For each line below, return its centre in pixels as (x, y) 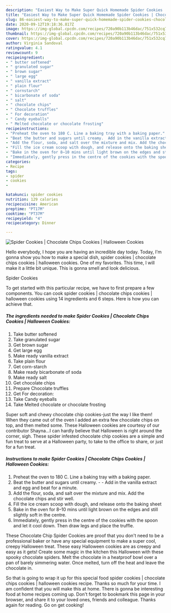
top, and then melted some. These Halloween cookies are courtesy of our (83, 425)
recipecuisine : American (32, 204)
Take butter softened (35, 334)
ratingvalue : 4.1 (24, 48)
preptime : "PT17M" (25, 209)
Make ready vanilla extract (41, 356)
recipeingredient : (25, 57)
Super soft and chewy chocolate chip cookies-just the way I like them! (79, 415)
